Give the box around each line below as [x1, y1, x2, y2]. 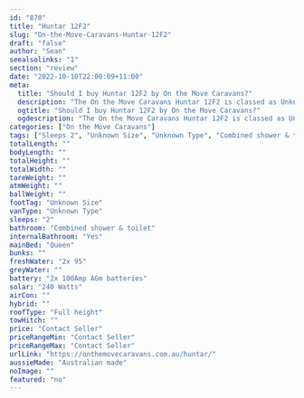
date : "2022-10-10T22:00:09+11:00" [9, 72, 144, 81]
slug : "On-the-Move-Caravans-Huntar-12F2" [9, 30, 172, 39]
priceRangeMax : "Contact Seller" [9, 341, 136, 350]
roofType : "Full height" [9, 308, 103, 317]
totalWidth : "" [9, 165, 67, 174]
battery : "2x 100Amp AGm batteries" [9, 274, 147, 283]
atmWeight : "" [9, 182, 63, 191]
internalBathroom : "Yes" [9, 232, 103, 241]
